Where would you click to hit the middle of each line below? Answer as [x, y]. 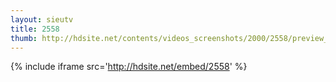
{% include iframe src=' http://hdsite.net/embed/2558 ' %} [129, 67]
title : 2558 [35, 29]
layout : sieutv [42, 19]
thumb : [24, 38]
